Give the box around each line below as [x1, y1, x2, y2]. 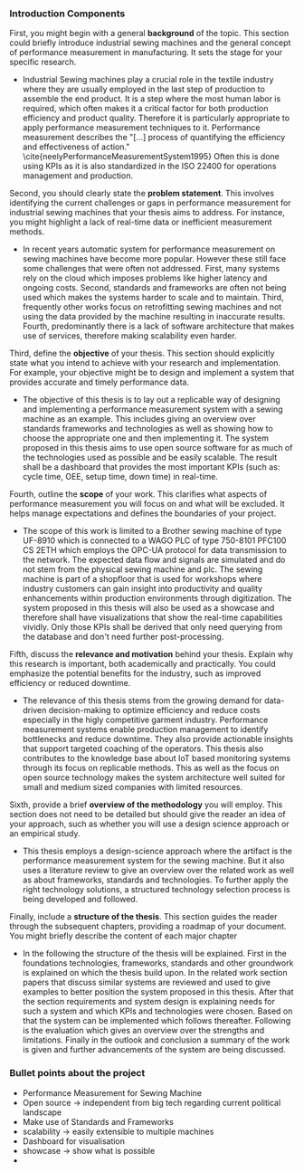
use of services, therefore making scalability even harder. [22, 330, 237, 341]
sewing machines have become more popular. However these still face [22, 253, 287, 264]
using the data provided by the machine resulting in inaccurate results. [22, 311, 286, 322]
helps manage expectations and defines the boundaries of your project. [9, 508, 277, 519]
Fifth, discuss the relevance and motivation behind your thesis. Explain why [9, 649, 294, 660]
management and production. [22, 170, 134, 181]
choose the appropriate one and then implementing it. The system [22, 433, 270, 443]
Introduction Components [9, 7, 126, 20]
